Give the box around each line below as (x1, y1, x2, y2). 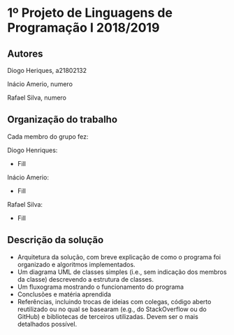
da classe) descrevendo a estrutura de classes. (17, 275, 154, 283)
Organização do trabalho (7, 114, 117, 125)
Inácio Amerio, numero (7, 80, 73, 88)
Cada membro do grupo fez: (7, 132, 89, 141)
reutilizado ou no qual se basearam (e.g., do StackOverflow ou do (17, 305, 207, 313)
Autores (7, 48, 43, 60)
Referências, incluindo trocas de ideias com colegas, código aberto (17, 297, 212, 306)
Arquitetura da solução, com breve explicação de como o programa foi (17, 252, 221, 261)
